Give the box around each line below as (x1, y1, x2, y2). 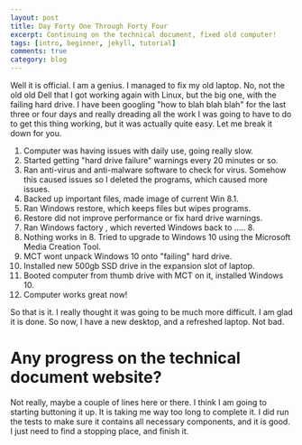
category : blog (10, 55, 68, 64)
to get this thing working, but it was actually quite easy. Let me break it (10, 118, 273, 129)
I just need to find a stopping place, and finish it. (10, 425, 189, 436)
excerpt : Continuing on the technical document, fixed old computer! (10, 30, 278, 39)
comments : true (10, 47, 68, 56)
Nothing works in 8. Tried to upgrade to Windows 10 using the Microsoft (23, 232, 291, 242)
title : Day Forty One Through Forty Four (10, 22, 169, 31)
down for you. (10, 128, 62, 138)
